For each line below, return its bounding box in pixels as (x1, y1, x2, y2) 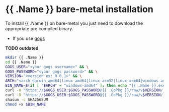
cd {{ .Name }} (5, 60, 37, 65)
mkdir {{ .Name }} (5, 54, 44, 60)
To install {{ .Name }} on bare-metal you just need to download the (5, 20, 143, 26)
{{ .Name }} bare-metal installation (5, 4, 153, 15)
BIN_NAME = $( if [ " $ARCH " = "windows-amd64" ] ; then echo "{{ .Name (5, 83, 150, 88)
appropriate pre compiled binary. (5, 25, 73, 31)
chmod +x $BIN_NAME (5, 102, 46, 107)
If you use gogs (12, 35, 45, 41)
